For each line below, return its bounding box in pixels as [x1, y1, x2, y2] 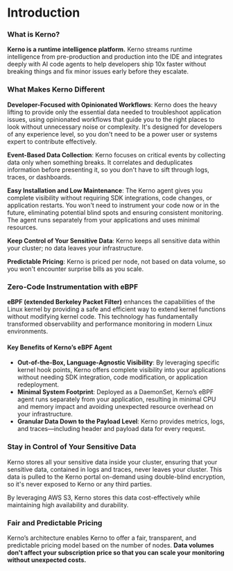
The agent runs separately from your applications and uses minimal [7, 216, 200, 224]
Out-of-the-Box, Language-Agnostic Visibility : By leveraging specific [17, 358, 220, 367]
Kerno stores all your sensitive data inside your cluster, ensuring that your [7, 457, 218, 466]
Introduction [7, 5, 80, 21]
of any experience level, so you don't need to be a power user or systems [7, 130, 218, 138]
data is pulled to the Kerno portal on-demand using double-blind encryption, [7, 473, 225, 481]
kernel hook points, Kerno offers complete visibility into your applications [17, 366, 226, 374]
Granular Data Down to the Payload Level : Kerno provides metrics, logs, [17, 417, 225, 425]
